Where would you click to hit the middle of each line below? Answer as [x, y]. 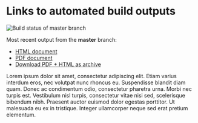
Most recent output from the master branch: [61, 39]
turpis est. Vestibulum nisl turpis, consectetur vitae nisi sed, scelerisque [96, 95]
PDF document [34, 58]
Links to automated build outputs [91, 11]
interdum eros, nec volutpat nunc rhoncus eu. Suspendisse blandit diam [96, 82]
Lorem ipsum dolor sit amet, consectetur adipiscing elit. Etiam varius [91, 76]
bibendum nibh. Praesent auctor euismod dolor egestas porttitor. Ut [91, 102]
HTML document [36, 51]
